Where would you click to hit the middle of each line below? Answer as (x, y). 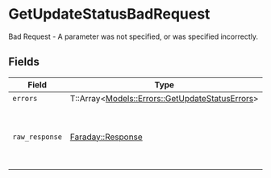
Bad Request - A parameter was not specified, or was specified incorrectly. (133, 36)
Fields (24, 62)
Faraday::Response (106, 137)
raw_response (38, 137)
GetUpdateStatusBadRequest (109, 14)
